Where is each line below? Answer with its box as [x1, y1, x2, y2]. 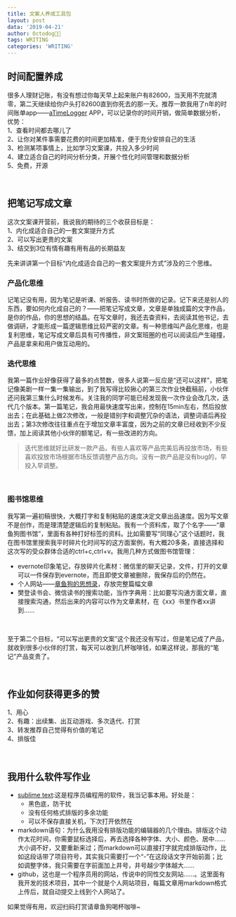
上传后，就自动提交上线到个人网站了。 [17, 887, 129, 896]
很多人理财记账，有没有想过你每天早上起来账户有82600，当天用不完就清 [7, 91, 218, 99]
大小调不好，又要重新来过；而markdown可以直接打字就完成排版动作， [17, 844, 221, 852]
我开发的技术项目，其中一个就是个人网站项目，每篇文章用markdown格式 [17, 879, 227, 887]
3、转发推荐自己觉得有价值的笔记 [7, 726, 104, 734]
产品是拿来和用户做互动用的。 [7, 339, 93, 348]
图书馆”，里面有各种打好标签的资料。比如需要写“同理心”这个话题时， [19, 529, 219, 538]
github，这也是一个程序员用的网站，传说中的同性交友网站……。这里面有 [17, 870, 225, 878]
